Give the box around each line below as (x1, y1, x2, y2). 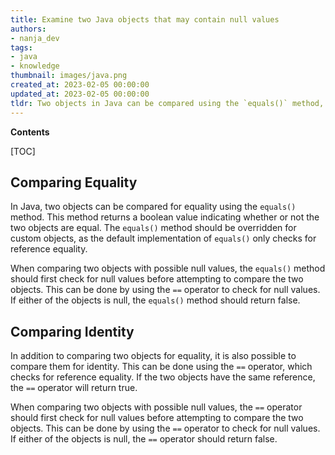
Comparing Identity (10, 323, 135, 340)
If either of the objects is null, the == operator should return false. (10, 433, 278, 445)
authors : (10, 24, 47, 34)
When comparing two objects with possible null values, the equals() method (10, 262, 326, 275)
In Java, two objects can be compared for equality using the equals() (10, 201, 297, 213)
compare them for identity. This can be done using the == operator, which (10, 361, 313, 373)
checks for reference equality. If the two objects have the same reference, (10, 371, 316, 383)
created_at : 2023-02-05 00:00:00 (10, 80, 150, 90)
